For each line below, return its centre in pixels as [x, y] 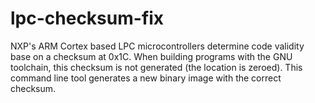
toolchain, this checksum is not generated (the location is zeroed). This [156, 67]
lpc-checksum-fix [87, 18]
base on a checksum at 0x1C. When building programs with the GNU [151, 56]
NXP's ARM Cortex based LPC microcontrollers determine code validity [157, 46]
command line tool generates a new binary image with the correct [146, 78]
